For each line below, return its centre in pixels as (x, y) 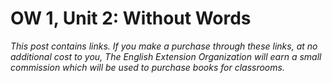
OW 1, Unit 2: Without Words (131, 18)
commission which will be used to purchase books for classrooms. (147, 67)
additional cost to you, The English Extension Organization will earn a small (166, 56)
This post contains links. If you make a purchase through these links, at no (164, 46)
